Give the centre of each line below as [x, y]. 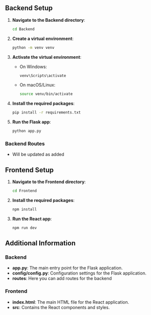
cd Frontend [24, 191]
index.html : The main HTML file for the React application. [71, 302]
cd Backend [23, 29]
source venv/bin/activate [46, 94]
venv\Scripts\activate [43, 76]
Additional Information [40, 243]
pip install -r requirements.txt [46, 113]
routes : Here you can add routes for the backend [62, 278]
